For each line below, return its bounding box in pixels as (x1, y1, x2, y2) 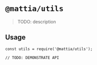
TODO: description (17, 18, 56, 24)
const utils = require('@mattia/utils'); (5, 46, 93, 51)
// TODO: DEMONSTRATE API (5, 55, 59, 60)
